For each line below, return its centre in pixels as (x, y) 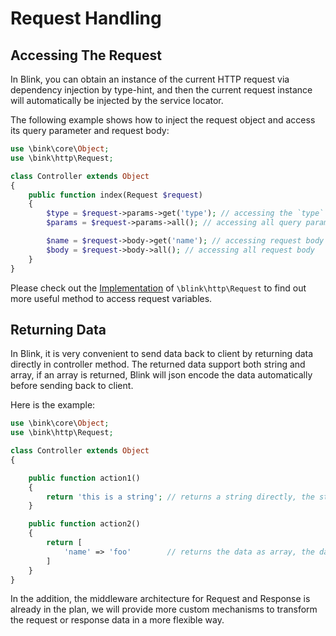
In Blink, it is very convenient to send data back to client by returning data (162, 354)
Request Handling (86, 18)
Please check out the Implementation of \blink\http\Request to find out (158, 288)
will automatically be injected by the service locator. (117, 100)
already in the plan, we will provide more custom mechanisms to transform (164, 609)
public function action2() (84, 524)
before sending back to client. (72, 386)
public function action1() (84, 478)
